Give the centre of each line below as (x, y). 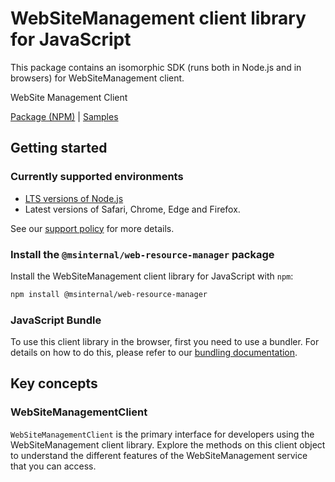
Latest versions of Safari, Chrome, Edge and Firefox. (132, 209)
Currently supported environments (97, 177)
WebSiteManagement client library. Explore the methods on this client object (168, 444)
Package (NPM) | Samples (64, 116)
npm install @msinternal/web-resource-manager (109, 294)
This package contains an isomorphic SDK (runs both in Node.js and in (156, 67)
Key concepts (54, 383)
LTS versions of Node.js (74, 198)
